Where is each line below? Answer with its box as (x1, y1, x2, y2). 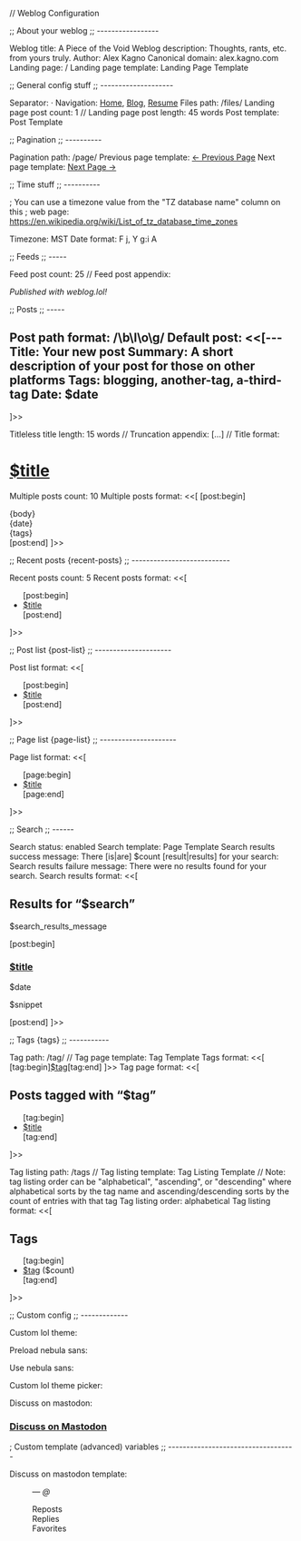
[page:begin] (22, 769, 72, 780)
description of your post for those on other (9, 359, 256, 374)
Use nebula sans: (9, 1362, 74, 1374)
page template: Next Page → (9, 162, 117, 172)
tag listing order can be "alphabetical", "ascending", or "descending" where (9, 1176, 292, 1187)
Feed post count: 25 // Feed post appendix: (9, 269, 171, 280)
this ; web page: (9, 206, 70, 217)
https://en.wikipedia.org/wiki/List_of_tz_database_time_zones (9, 216, 238, 226)
